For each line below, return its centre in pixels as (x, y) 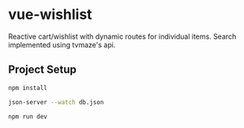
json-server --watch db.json (56, 102)
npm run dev (28, 116)
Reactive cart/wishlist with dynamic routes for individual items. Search (122, 36)
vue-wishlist (50, 15)
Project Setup (43, 70)
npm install (28, 88)
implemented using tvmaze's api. (62, 44)
